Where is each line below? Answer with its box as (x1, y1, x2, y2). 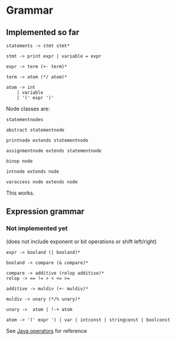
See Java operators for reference (6, 327, 87, 334)
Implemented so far (6, 27, 80, 37)
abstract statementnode (6, 127, 65, 133)
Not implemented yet (6, 224, 68, 233)
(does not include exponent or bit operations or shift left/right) (6, 238, 157, 245)
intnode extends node (6, 169, 60, 174)
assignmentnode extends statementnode (6, 148, 102, 154)
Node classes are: (6, 105, 50, 112)
